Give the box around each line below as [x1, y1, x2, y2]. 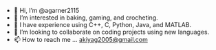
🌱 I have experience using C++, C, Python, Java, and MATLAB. [13, 21, 191, 28]
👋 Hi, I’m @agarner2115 [13, 7, 80, 14]
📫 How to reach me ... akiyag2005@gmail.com [13, 36, 148, 43]
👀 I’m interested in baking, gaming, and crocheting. [13, 14, 158, 22]
